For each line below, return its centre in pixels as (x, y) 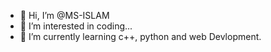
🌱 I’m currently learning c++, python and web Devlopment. (140, 36)
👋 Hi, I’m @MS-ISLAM (64, 15)
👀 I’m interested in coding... (76, 26)
